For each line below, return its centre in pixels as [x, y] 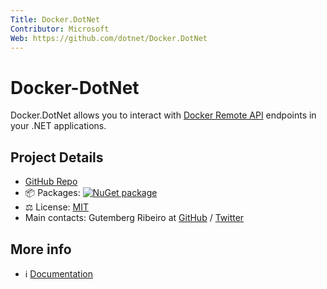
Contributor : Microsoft [60, 29]
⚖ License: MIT [56, 207]
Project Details [57, 157]
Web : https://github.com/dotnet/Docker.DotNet [109, 38]
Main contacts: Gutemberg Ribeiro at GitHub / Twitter [134, 218]
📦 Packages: [52, 193]
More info [41, 249]
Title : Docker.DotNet [55, 19]
